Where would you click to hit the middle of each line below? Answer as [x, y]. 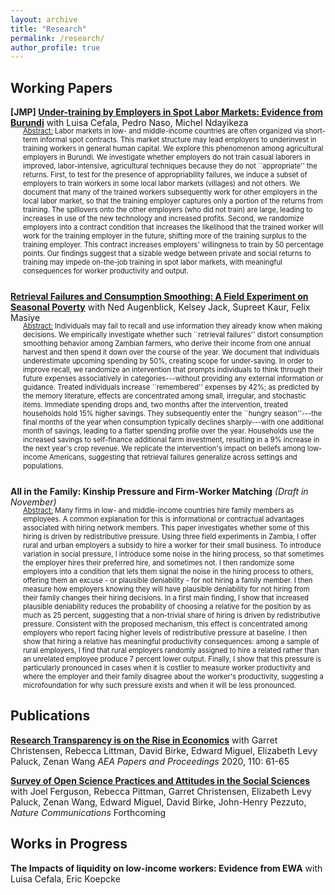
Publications [50, 716]
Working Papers [61, 87]
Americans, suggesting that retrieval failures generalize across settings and [173, 457]
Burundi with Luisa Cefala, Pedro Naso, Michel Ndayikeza [129, 123]
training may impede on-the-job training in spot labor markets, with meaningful [153, 262]
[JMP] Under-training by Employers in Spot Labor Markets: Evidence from [167, 112]
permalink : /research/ [57, 38]
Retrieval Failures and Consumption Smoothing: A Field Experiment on [159, 297]
